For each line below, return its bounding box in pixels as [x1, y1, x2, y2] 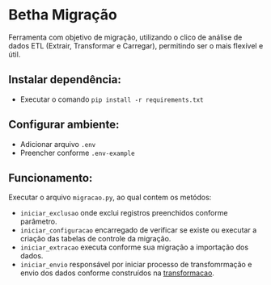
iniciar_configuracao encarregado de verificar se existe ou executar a [19, 225, 257, 235]
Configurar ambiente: [8, 118, 120, 132]
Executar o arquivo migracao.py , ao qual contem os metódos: [8, 192, 212, 203]
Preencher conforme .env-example [19, 148, 135, 157]
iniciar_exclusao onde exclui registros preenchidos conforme [19, 208, 228, 218]
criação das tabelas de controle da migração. [19, 234, 171, 244]
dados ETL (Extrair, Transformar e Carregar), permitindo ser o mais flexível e [8, 40, 264, 50]
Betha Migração [8, 6, 117, 24]
